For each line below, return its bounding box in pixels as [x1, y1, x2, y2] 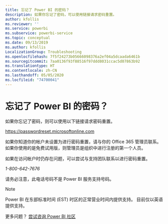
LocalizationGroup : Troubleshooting [5, 49, 82, 54]
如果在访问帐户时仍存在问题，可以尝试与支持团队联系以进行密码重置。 [5, 155, 150, 161]
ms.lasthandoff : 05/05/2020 [5, 73, 64, 78]
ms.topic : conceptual [5, 36, 51, 41]
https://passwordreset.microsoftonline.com [5, 128, 95, 134]
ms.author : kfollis [5, 45, 46, 50]
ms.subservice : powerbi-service [5, 31, 73, 36]
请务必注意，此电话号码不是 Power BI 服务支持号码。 [5, 176, 114, 182]
